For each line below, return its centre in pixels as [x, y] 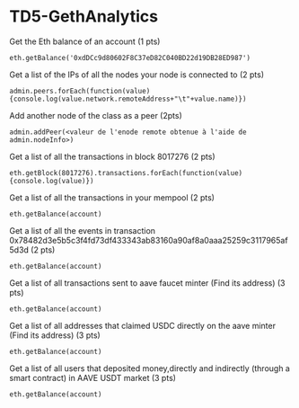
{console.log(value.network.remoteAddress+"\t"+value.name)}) [128, 99]
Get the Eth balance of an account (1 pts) [85, 41]
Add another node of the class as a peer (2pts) [96, 115]
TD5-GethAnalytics [84, 17]
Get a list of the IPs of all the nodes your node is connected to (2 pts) [137, 75]
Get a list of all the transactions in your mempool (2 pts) [112, 197]
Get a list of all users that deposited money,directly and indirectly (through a [149, 368]
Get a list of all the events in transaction [82, 230]
